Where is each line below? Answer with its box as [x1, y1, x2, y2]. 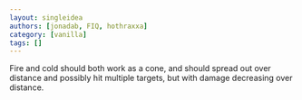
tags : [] [9, 38, 43, 48]
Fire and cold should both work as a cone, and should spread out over [9, 63, 272, 74]
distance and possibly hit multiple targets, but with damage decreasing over [9, 73, 293, 84]
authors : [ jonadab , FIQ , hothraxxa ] [9, 22, 148, 31]
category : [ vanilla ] [9, 30, 88, 39]
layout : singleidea [9, 13, 83, 23]
